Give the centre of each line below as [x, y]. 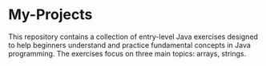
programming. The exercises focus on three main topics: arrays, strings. [127, 53]
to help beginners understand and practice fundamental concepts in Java [129, 45]
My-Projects [50, 15]
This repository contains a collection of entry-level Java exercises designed [133, 37]
